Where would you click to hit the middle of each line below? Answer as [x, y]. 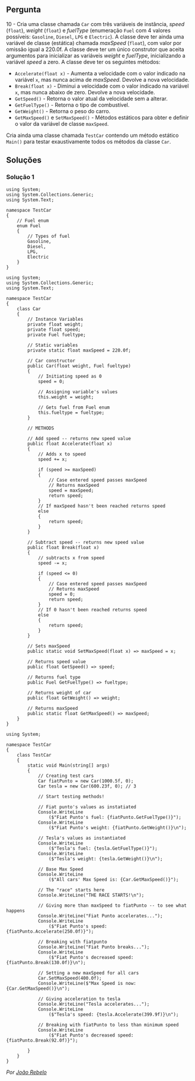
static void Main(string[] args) [69, 765]
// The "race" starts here [71, 890]
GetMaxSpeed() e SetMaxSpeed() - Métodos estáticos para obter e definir [102, 117]
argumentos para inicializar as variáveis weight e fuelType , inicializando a [96, 55]
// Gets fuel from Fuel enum [74, 407]
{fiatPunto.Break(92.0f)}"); [42, 1040]
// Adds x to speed [62, 454]
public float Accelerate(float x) [70, 444]
